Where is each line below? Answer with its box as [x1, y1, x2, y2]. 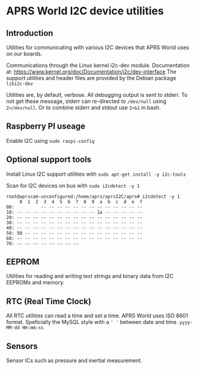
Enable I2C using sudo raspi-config [6, 137, 95, 144]
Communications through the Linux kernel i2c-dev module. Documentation [6, 62, 190, 69]
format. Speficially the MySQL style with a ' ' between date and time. [6, 319, 178, 326]
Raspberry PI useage [6, 121, 85, 132]
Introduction [6, 28, 54, 38]
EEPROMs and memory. [6, 279, 64, 286]
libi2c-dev [6, 81, 33, 87]
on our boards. [6, 50, 43, 57]
